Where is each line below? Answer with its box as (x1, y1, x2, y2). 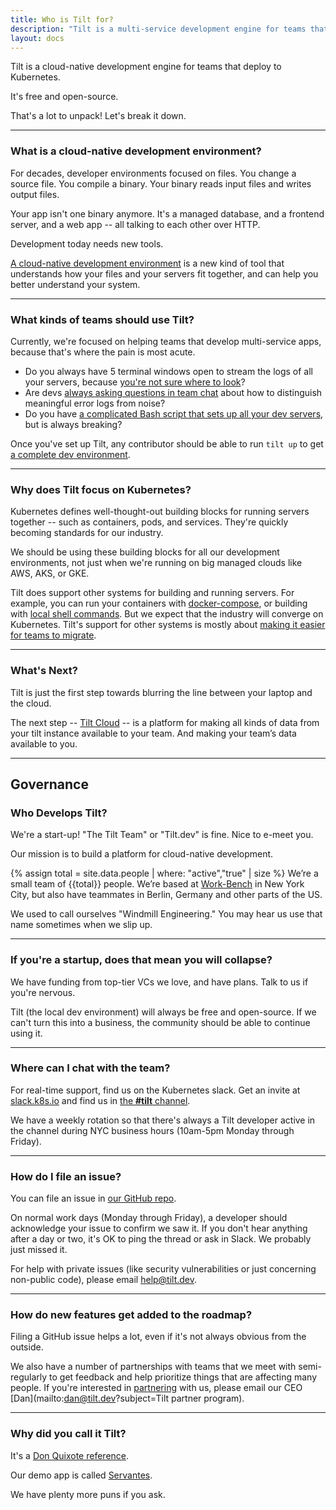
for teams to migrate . (10, 629, 97, 641)
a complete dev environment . (10, 448, 131, 460)
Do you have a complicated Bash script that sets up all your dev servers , (24, 407, 324, 420)
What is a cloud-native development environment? (10, 144, 262, 158)
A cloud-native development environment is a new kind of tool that (10, 257, 285, 269)
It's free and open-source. (10, 91, 119, 103)
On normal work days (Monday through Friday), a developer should (10, 1212, 288, 1224)
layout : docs (10, 33, 65, 43)
